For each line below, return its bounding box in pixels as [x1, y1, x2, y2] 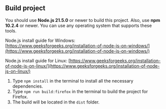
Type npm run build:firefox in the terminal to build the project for [12, 88, 148, 94]
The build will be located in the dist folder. [12, 99, 100, 105]
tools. [5, 27, 17, 34]
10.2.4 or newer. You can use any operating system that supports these [5, 22, 152, 28]
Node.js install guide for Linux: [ [5, 57, 71, 64]
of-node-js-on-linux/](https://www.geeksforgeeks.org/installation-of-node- [5, 63, 160, 69]
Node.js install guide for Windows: [5, 37, 76, 43]
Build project [5, 4, 46, 12]
